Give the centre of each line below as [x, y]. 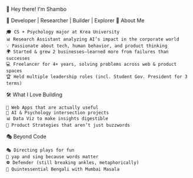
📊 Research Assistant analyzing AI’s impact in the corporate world [93, 39]
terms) [14, 83]
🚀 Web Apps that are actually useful [52, 108]
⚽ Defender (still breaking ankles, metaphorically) [73, 163]
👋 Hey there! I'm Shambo [36, 9]
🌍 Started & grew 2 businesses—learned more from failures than [87, 52]
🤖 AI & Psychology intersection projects [58, 113]
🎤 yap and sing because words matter [52, 157]
